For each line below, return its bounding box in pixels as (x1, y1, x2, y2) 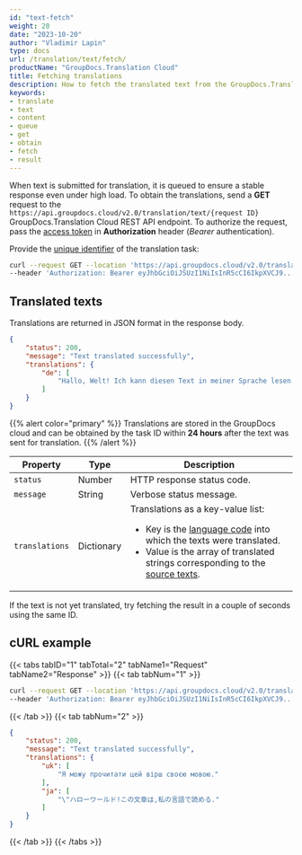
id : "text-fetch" (9, 13, 75, 22)
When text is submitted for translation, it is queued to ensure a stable (9, 180, 265, 190)
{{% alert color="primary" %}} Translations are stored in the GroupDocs (9, 418, 276, 428)
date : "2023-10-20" (9, 30, 83, 39)
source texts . (145, 568, 200, 580)
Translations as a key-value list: (129, 502, 265, 515)
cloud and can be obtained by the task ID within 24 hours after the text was (9, 427, 289, 438)
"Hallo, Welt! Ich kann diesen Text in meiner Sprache (57, 376, 268, 386)
